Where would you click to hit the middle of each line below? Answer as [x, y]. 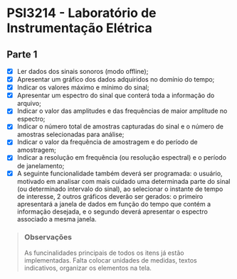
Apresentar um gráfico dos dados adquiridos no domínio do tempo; [116, 80]
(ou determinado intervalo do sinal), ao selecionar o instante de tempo [120, 189]
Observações [48, 237]
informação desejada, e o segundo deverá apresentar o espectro [112, 212]
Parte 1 [22, 54]
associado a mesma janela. [57, 219]
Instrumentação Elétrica [79, 28]
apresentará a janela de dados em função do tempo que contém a [114, 204]
